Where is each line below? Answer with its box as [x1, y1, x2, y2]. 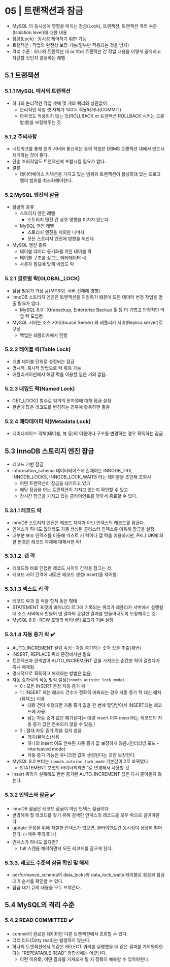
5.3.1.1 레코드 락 [5, 507, 42, 514]
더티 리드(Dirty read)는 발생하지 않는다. [12, 937, 91, 943]
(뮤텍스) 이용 [19, 696, 45, 702]
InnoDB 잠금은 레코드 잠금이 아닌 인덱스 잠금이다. [12, 805, 110, 811]
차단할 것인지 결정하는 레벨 [12, 54, 65, 61]
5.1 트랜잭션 [5, 71, 40, 80]
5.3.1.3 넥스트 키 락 [5, 585, 49, 592]
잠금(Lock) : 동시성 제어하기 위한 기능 [12, 36, 87, 42]
